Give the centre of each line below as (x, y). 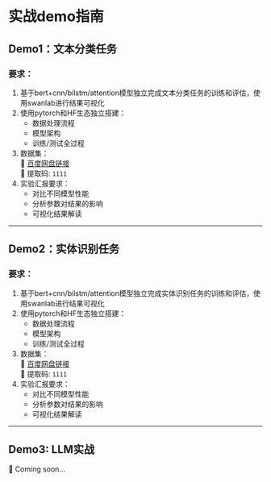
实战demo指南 (56, 17)
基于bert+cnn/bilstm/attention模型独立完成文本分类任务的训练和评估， (137, 93)
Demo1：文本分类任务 (63, 49)
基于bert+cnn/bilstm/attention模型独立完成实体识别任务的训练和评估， (137, 293)
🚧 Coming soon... (37, 469)
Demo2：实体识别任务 (64, 249)
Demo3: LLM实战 (52, 449)
